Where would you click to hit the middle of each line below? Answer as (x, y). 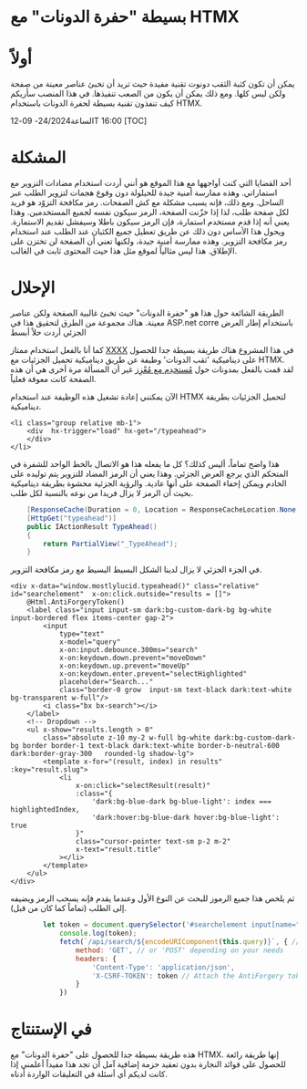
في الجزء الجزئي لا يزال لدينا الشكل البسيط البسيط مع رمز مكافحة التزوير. (136, 570)
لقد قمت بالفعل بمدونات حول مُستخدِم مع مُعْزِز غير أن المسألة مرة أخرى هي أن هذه (152, 369)
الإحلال (33, 288)
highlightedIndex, (45, 810)
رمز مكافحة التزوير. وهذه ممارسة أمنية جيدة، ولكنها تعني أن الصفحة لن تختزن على (149, 241)
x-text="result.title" (118, 850)
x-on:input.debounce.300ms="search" (128, 650)
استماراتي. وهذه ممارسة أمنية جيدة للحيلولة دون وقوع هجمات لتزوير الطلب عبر (144, 192)
